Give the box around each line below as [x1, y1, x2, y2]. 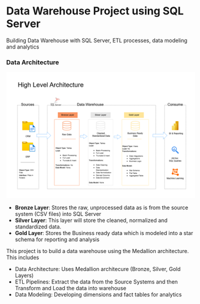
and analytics [6, 43, 40, 50]
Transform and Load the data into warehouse [14, 284, 127, 291]
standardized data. [14, 223, 62, 230]
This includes [6, 254, 40, 261]
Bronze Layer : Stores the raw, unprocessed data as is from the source [14, 204, 189, 211]
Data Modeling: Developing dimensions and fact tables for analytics [14, 291, 182, 298]
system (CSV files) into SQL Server [14, 210, 102, 217]
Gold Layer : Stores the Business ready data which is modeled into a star [14, 229, 193, 236]
